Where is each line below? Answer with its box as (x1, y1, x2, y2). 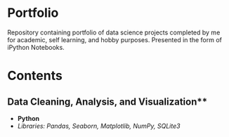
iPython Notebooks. (7, 43, 65, 51)
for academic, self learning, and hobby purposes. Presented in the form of (7, 35, 223, 44)
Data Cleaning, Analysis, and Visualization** (7, 96, 208, 107)
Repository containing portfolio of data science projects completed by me (7, 28, 221, 37)
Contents (7, 68, 63, 84)
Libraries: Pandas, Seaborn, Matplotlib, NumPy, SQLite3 (17, 122, 181, 130)
